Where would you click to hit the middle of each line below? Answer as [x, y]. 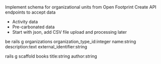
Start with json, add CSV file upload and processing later [69, 32]
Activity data [25, 22]
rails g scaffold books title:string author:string [51, 56]
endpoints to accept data [30, 12]
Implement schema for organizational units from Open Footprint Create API [81, 7]
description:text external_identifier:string [46, 47]
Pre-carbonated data [33, 27]
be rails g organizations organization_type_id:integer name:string [71, 42]
